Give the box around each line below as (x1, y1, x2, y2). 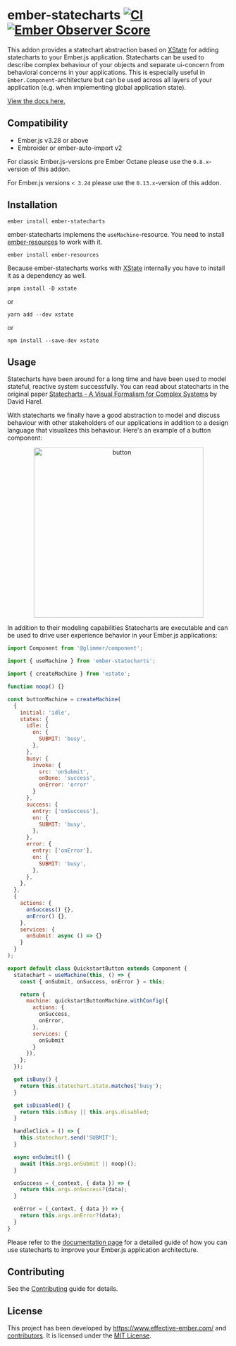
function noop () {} (7, 683, 65, 690)
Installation (7, 199, 58, 211)
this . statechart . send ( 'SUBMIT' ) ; (20, 1135, 118, 1142)
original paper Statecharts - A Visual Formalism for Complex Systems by (7, 390, 217, 399)
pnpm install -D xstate (7, 285, 77, 292)
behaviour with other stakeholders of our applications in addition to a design (7, 419, 229, 427)
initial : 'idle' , (20, 709, 71, 716)
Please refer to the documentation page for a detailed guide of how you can (7, 1238, 228, 1246)
